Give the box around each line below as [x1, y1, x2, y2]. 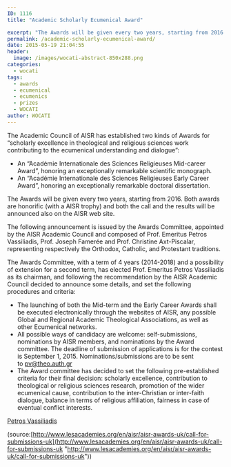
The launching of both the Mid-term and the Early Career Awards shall [17, 301, 217, 309]
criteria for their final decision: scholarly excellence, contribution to [17, 374, 208, 382]
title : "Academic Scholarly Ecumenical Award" [7, 17, 143, 23]
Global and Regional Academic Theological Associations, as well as [17, 315, 209, 324]
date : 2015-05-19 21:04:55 [7, 42, 85, 49]
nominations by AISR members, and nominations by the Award [17, 337, 194, 346]
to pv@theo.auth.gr [17, 359, 72, 368]
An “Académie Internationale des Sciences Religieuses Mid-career [17, 159, 205, 168]
